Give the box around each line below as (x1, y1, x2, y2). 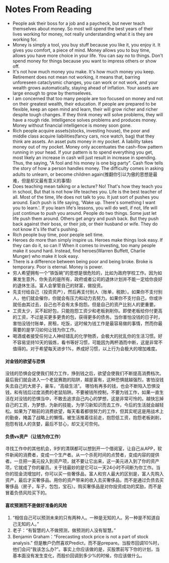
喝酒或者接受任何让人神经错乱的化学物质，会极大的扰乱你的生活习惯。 (12, 333, 158, 339)
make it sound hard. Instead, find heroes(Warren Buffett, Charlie (12, 248, 146, 254)
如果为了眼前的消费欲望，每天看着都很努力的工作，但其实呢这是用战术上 (14, 408, 164, 414)
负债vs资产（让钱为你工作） (5, 433, 64, 439)
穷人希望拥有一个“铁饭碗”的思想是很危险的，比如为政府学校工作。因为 (12, 269, 158, 276)
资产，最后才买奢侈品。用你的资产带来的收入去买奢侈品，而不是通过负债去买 (5, 477, 164, 483)
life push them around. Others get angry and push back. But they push (12, 215, 159, 221)
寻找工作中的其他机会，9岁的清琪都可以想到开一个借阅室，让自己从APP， (5, 446, 158, 452)
